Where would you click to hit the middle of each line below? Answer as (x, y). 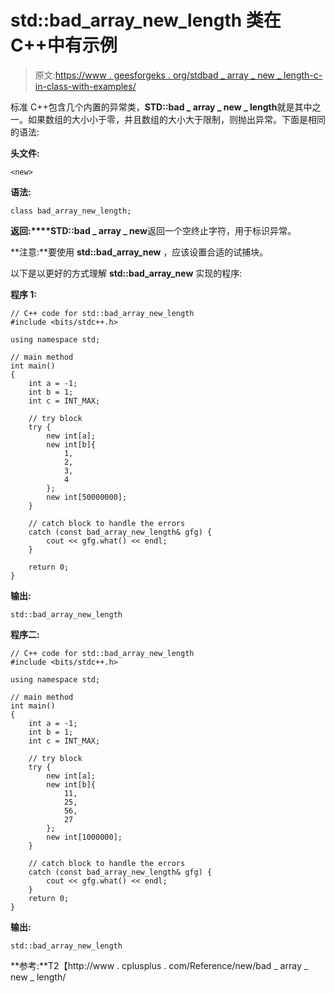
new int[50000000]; (87, 497)
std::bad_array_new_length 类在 (146, 20)
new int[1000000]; (84, 837)
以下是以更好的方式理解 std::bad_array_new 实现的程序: (126, 273)
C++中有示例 (64, 45)
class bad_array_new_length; (71, 211)
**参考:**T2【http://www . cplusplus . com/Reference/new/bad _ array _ (159, 965)
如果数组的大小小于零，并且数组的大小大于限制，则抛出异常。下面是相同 (176, 119)
